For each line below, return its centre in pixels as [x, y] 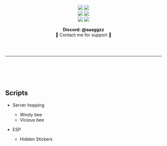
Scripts [17, 93]
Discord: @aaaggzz [83, 29]
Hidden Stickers [36, 139]
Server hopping [28, 105]
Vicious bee [32, 120]
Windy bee [31, 114]
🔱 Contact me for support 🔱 [83, 35]
